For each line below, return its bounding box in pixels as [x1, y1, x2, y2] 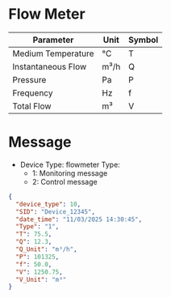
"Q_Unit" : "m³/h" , [15, 245, 78, 253]
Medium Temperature [12, 48, 94, 59]
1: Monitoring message [31, 168, 108, 178]
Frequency [12, 87, 53, 98]
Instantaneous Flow [12, 61, 87, 72]
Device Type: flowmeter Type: [19, 160, 121, 169]
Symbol [127, 34, 159, 45]
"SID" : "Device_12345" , [15, 207, 95, 215]
